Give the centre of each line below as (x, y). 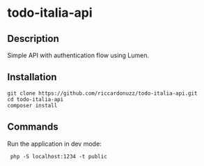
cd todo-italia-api (36, 99)
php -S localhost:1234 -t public (59, 156)
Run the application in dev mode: (55, 144)
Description (33, 39)
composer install (32, 105)
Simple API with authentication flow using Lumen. (78, 55)
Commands (33, 127)
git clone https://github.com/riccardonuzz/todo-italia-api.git (102, 93)
